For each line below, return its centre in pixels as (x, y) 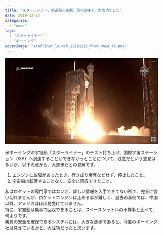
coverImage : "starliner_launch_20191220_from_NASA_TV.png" (66, 46)
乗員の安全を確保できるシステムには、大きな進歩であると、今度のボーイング (81, 221)
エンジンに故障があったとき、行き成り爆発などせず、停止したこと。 (80, 175)
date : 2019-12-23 (23, 15)
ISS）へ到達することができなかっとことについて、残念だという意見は (87, 158)
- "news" (18, 26)
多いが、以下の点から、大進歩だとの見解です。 (52, 165)
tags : (10, 31)
